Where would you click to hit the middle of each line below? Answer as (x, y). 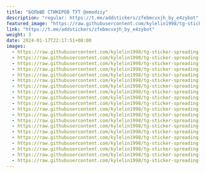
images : (16, 47)
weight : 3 (19, 35)
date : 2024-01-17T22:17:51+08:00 (49, 40)
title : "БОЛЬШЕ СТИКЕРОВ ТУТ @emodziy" (57, 12)
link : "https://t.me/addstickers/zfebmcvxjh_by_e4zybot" (81, 29)
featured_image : (27, 23)
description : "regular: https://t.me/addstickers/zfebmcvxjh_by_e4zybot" (103, 18)
